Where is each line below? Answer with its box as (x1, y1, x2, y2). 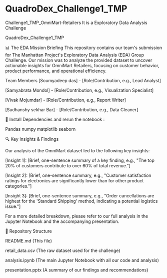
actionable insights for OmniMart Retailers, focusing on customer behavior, (5, 62, 159, 68)
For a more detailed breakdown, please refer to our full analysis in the (5, 213, 148, 219)
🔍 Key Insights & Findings (5, 136, 59, 142)
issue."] (5, 203, 21, 209)
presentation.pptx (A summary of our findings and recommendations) (5, 266, 148, 273)
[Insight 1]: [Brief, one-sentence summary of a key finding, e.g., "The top (5, 157, 155, 163)
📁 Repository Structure (5, 228, 52, 234)
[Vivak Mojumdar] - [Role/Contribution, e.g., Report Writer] (5, 97, 126, 103)
